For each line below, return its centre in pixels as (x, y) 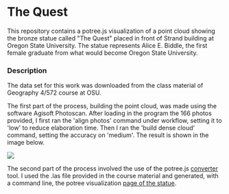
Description (27, 71)
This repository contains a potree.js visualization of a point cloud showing (111, 31)
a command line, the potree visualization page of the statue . (92, 183)
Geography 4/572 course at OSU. (54, 93)
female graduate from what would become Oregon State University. (103, 53)
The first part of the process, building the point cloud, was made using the (112, 106)
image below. (26, 143)
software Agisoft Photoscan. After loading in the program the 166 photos (110, 113)
